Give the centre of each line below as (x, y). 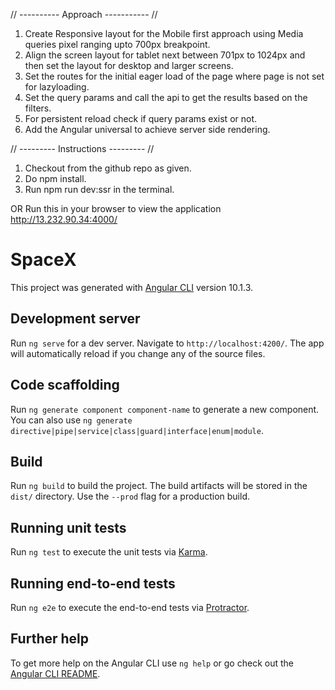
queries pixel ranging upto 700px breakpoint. (117, 44)
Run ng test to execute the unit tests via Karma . (109, 552)
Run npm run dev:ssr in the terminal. (99, 189)
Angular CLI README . (55, 673)
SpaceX (43, 260)
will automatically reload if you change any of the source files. (138, 353)
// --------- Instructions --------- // (82, 148)
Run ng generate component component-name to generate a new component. (165, 409)
